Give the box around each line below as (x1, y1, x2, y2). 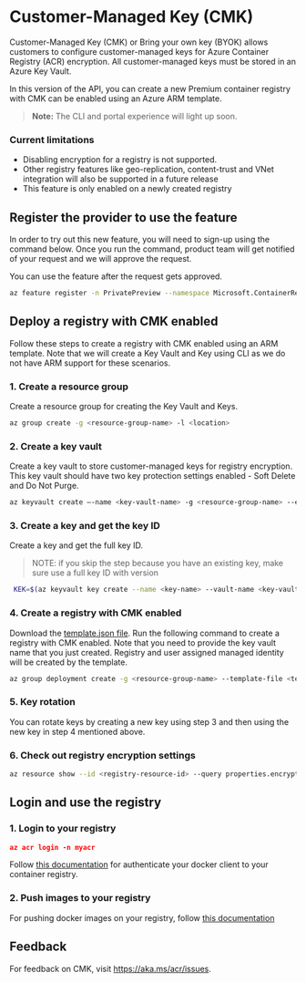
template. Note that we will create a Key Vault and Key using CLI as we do (9, 347, 286, 358)
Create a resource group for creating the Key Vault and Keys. (9, 401, 239, 412)
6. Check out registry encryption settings (9, 749, 196, 761)
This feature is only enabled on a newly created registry (22, 183, 232, 194)
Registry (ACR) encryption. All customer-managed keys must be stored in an (9, 56, 296, 67)
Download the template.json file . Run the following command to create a (9, 627, 280, 638)
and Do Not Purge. (9, 481, 79, 491)
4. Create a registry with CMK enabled (9, 606, 182, 619)
